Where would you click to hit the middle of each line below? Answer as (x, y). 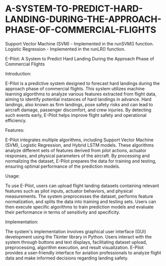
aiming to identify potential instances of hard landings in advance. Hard (79, 99)
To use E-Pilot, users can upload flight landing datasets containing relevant (82, 186)
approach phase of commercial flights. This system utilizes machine (75, 88)
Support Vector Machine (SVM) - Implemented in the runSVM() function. (80, 43)
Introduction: (18, 73)
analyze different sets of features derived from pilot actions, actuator (76, 150)
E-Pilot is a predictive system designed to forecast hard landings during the (83, 83)
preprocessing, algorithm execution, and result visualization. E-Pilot (75, 247)
